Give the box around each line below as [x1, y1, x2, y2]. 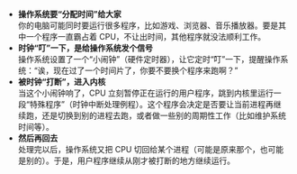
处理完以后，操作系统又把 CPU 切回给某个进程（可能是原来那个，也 [17, 144, 268, 154]
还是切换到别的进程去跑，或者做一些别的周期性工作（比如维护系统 [41, 110, 286, 121]
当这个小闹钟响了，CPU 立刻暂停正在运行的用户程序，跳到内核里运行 [17, 87, 274, 98]
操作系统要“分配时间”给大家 [17, 9, 121, 19]
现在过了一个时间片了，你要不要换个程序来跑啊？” [52, 65, 238, 76]
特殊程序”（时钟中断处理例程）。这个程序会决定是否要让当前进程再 [29, 99, 274, 109]
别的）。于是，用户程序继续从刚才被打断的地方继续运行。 [25, 155, 236, 166]
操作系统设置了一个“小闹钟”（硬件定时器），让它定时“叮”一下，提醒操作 [17, 54, 281, 64]
